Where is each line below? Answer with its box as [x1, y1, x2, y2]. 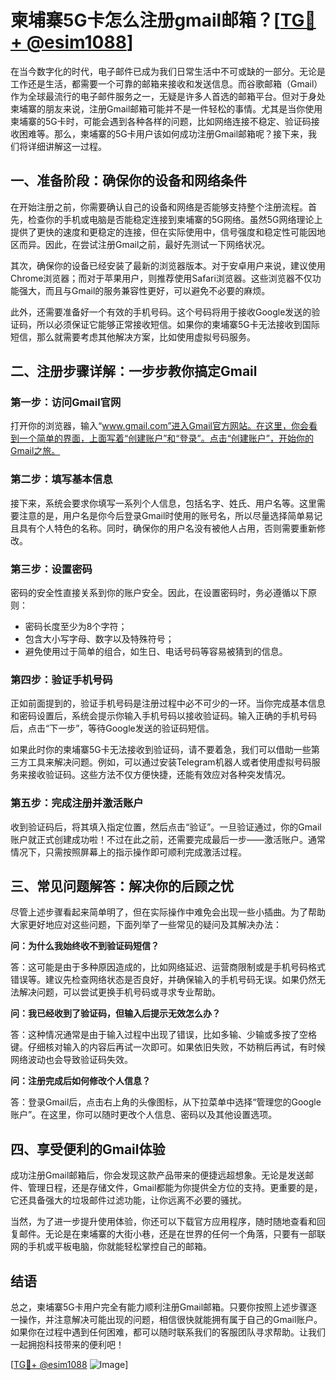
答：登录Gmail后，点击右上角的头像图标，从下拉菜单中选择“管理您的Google [10, 1096, 322, 1108]
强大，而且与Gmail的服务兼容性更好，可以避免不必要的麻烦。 [18, 284, 271, 296]
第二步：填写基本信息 [10, 472, 113, 486]
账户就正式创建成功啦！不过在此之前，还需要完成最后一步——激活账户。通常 [10, 833, 326, 845]
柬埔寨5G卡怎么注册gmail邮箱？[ [10, 9, 281, 32]
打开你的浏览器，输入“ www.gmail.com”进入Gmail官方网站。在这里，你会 [10, 420, 309, 432]
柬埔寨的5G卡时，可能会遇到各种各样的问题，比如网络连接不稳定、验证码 [10, 115, 312, 127]
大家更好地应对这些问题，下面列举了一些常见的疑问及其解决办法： [10, 919, 282, 931]
